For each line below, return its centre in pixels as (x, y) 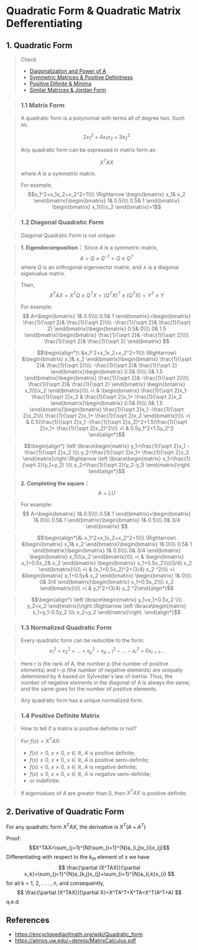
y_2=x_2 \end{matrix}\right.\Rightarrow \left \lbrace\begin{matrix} (107, 606)
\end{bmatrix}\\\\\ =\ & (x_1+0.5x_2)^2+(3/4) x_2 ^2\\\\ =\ (107, 569)
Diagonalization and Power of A (68, 71)
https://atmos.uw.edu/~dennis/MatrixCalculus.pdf (75, 941)
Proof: (14, 838)
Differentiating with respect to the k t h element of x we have (78, 857)
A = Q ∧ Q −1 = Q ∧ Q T (107, 258)
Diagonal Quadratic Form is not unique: (68, 235)
